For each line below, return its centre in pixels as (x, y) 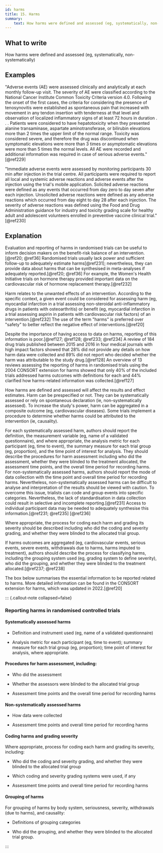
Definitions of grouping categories (46, 822)
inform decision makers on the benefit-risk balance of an (62, 253)
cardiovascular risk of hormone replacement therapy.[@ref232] (68, 284)
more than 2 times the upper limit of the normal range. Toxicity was (72, 133)
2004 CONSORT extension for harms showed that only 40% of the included (81, 370)
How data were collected (37, 716)
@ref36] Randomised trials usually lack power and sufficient (84, 258)
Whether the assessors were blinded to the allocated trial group (76, 684)
